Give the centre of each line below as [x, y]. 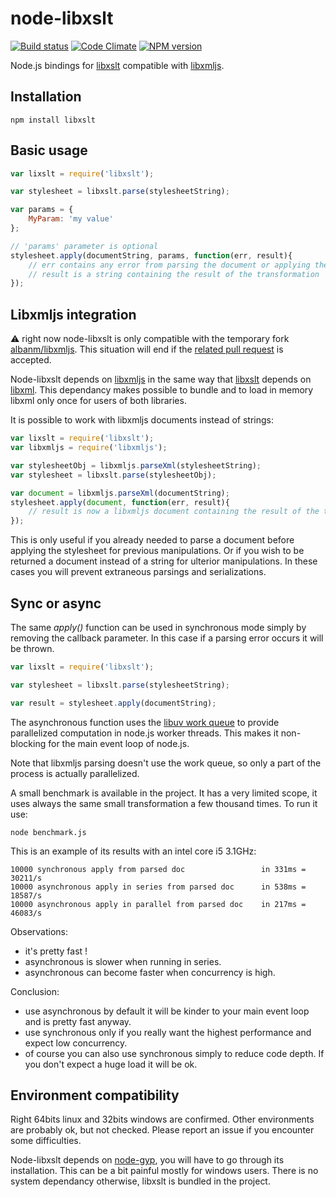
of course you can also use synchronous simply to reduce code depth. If [174, 1053]
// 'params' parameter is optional [84, 246]
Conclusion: [35, 991]
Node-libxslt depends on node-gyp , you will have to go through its [147, 1160]
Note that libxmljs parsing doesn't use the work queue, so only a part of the [166, 763]
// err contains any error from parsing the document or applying [169, 265]
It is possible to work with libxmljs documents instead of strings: [142, 420]
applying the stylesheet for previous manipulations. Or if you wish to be [157, 551]
